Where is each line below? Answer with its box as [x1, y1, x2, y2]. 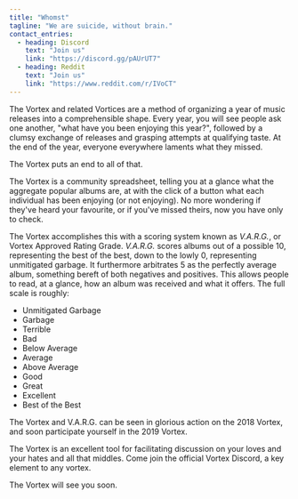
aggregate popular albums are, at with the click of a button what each [9, 185, 264, 196]
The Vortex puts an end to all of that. [9, 158, 143, 169]
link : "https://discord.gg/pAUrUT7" [25, 54, 162, 63]
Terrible [21, 324, 52, 334]
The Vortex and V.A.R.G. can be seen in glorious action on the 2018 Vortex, [9, 416, 283, 427]
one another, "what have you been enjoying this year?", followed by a [9, 122, 263, 133]
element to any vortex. [9, 462, 92, 472]
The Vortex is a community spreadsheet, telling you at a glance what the [9, 175, 274, 187]
